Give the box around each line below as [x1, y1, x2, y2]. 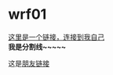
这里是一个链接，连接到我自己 [8, 32, 104, 41]
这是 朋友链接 [8, 59, 49, 68]
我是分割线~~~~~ [8, 41, 67, 52]
